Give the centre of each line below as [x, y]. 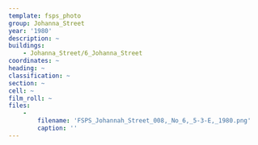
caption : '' [58, 128]
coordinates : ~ [34, 61]
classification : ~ [39, 76]
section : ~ [27, 83]
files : [19, 106]
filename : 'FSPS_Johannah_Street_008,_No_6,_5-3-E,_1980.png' [144, 121]
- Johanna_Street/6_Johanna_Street [83, 53]
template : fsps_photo [45, 16]
